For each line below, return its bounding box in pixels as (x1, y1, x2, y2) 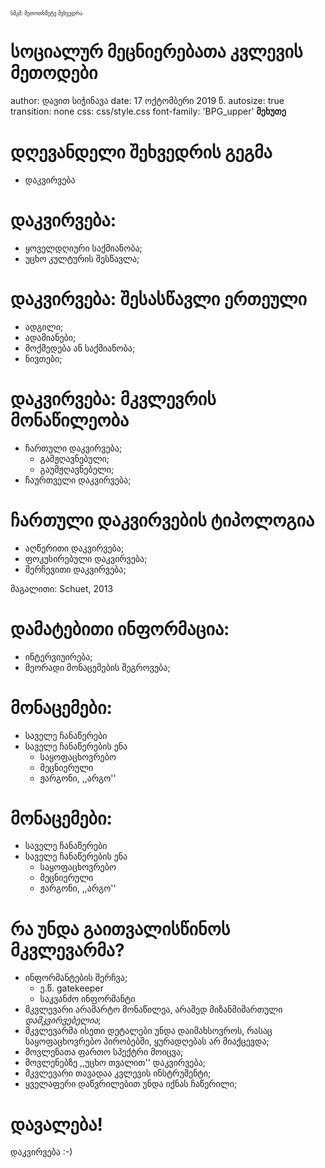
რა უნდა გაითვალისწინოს (10, 917, 231, 940)
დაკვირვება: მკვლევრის (10, 387, 217, 410)
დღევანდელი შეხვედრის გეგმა (10, 141, 273, 164)
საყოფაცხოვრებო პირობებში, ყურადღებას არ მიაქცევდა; (24, 1035, 270, 1048)
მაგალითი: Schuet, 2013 (10, 582, 114, 594)
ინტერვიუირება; (24, 650, 93, 663)
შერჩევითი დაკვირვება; (24, 563, 127, 575)
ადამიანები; (24, 331, 77, 343)
